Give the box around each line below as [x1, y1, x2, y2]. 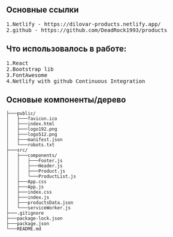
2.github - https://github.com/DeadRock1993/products [6, 26, 168, 34]
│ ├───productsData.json [6, 200, 74, 206]
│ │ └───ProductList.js [6, 173, 77, 179]
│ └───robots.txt [6, 142, 55, 148]
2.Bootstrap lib [6, 65, 54, 73]
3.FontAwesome [6, 71, 48, 79]
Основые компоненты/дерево [6, 95, 126, 105]
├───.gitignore [6, 210, 44, 217]
